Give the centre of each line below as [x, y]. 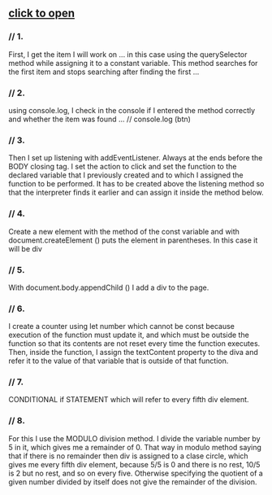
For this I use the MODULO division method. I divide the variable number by [135, 438]
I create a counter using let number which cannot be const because [122, 326]
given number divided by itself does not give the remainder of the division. [133, 482]
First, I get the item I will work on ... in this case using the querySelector [128, 54]
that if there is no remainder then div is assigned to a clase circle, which [129, 456]
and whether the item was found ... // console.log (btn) [99, 119]
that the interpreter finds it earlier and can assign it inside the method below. [136, 193]
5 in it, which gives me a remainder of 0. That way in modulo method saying [135, 447]
